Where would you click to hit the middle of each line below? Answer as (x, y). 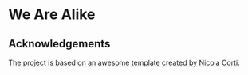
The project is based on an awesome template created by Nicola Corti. (124, 62)
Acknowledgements (59, 44)
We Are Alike (52, 15)
